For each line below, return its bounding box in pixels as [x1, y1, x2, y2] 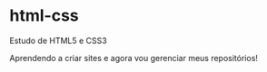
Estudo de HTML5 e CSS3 [9, 35, 107, 46]
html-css [9, 5, 79, 26]
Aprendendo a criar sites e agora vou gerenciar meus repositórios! [9, 52, 259, 63]
